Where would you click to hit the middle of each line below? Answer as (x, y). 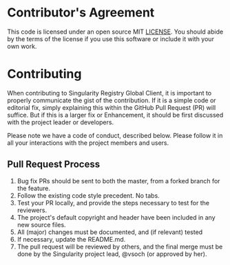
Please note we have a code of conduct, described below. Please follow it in (115, 135)
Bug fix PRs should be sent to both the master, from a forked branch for (118, 181)
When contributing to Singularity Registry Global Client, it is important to (109, 93)
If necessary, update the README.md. (71, 239)
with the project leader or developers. (61, 122)
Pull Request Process (54, 164)
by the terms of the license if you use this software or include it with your (111, 38)
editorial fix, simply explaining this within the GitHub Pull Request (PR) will (112, 107)
